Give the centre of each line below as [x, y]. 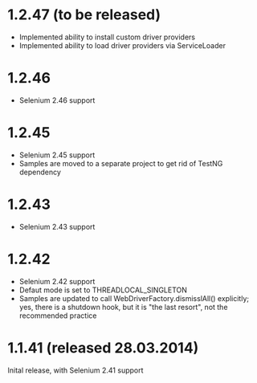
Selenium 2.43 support [57, 226]
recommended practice [58, 316]
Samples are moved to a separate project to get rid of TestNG [121, 163]
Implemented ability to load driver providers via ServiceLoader [122, 45]
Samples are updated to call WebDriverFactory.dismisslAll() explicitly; [134, 298]
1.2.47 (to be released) [84, 15]
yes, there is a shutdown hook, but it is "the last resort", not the [123, 307]
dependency [40, 172]
